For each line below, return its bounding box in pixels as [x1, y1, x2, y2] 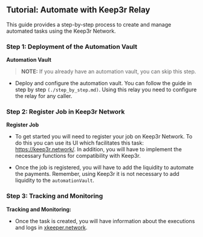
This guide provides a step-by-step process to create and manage [6, 21, 172, 28]
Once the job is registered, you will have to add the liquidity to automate [14, 164, 194, 171]
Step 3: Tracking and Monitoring [6, 192, 103, 200]
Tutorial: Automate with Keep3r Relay [6, 5, 150, 15]
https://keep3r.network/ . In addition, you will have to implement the [14, 146, 182, 153]
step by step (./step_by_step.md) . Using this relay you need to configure [14, 86, 197, 93]
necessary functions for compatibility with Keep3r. [14, 152, 141, 160]
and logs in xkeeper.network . [14, 224, 88, 231]
